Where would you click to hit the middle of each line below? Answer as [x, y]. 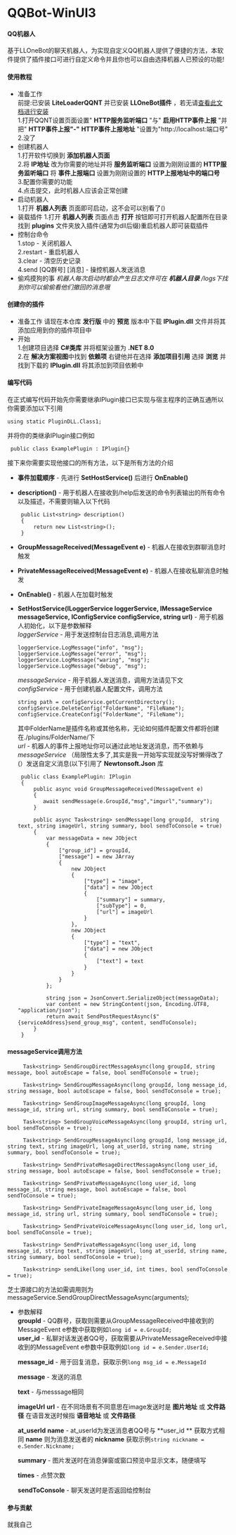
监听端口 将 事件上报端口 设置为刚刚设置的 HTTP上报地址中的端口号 [122, 173]
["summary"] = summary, [131, 900]
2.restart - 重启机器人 [48, 252]
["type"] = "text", [112, 943]
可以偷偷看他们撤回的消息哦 [70, 287]
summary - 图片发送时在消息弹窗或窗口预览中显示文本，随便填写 [112, 1461]
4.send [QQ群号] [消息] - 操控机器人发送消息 [81, 269]
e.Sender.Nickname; [46, 1446]
